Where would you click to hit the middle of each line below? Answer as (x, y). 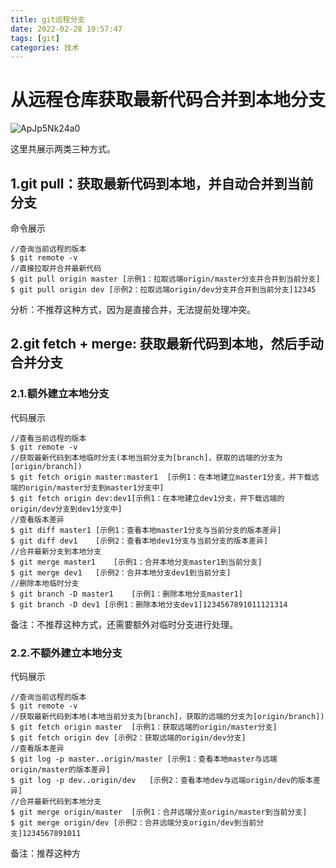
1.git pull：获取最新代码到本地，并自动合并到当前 (162, 183)
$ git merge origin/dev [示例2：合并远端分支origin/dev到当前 (133, 822)
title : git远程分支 (48, 19)
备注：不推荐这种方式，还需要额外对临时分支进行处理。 (124, 624)
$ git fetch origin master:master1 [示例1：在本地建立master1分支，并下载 (161, 477)
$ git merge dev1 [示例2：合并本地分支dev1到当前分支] (121, 572)
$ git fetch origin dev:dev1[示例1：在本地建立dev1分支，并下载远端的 (147, 498)
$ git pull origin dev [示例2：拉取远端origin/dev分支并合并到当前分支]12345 (163, 290)
